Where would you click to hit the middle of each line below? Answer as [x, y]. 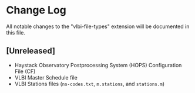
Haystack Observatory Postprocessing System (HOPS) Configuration [98, 65]
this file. [16, 32]
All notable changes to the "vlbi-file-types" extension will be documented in [98, 26]
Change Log [36, 10]
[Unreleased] [31, 51]
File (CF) [25, 71]
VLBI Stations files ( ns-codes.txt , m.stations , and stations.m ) [90, 84]
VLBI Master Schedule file [46, 77]
